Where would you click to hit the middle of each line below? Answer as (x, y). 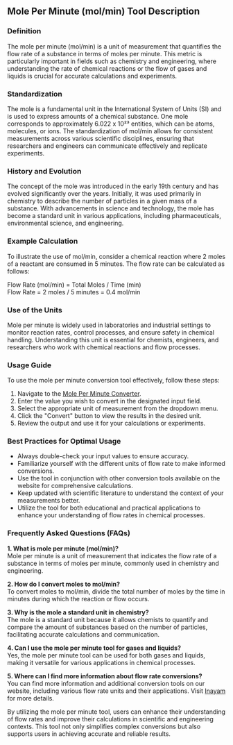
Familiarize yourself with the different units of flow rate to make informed (121, 464)
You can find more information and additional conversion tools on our (106, 683)
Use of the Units (35, 310)
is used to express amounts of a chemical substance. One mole (98, 116)
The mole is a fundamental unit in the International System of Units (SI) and (114, 109)
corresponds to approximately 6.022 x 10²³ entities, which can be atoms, (111, 124)
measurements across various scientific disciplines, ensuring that (101, 138)
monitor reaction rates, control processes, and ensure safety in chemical (111, 332)
